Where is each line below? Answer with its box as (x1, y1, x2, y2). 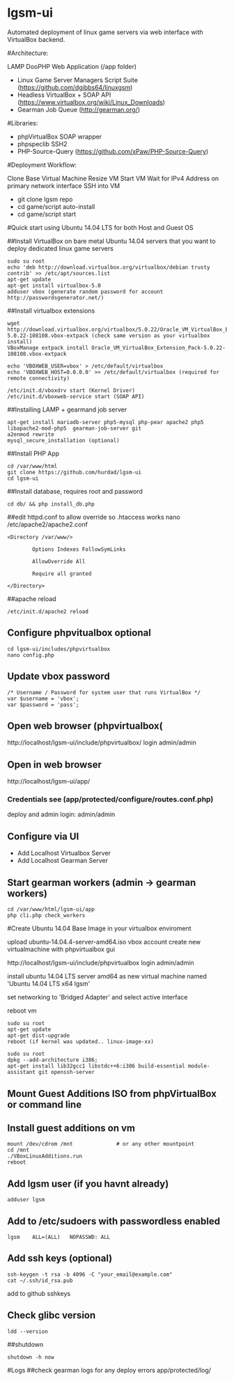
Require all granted (32, 570, 92, 577)
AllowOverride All (32, 558, 86, 565)
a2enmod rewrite (7, 430, 54, 438)
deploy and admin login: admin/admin (7, 810, 116, 819)
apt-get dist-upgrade (7, 1032, 70, 1039)
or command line (7, 1098, 82, 1110)
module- (187, 1063, 210, 1070)
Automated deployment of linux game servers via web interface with (7, 28, 203, 36)
